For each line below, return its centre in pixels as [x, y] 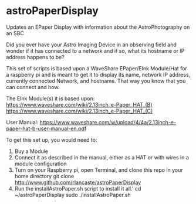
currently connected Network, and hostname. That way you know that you [96, 81]
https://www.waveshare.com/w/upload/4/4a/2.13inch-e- [108, 122]
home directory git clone [44, 176]
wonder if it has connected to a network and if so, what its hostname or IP [95, 50]
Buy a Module [31, 151]
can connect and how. [33, 87]
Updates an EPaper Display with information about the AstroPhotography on [98, 27]
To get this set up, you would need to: [52, 140]
